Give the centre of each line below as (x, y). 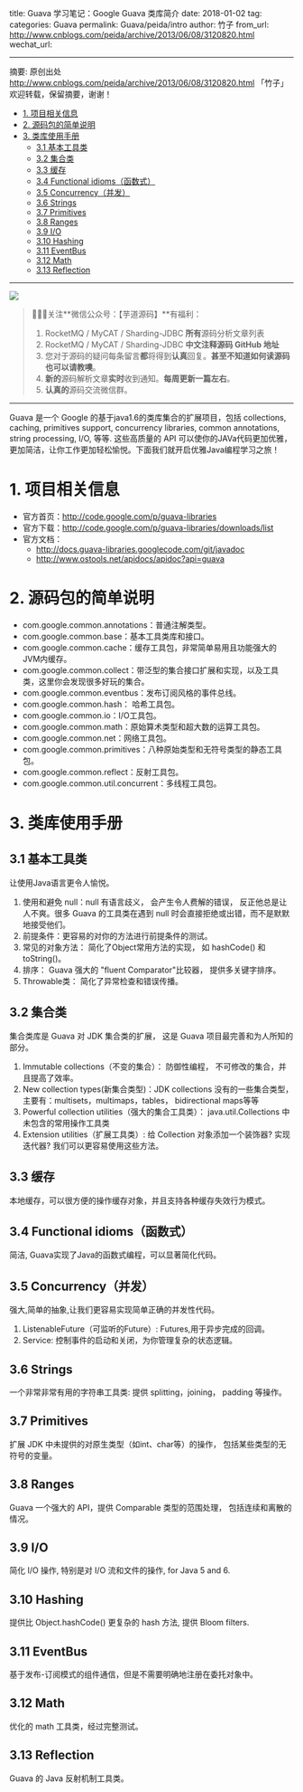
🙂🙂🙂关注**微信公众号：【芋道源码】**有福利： (116, 314)
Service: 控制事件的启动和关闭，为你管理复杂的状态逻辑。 (129, 1341)
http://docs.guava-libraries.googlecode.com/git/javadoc (140, 549)
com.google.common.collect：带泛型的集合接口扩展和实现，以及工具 (151, 670)
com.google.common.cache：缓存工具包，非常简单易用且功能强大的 (150, 647)
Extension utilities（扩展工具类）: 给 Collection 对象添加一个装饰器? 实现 (156, 1134)
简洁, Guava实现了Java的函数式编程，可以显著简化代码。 (115, 1255)
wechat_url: (31, 44)
